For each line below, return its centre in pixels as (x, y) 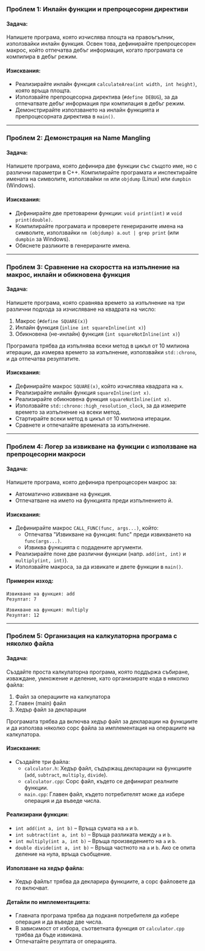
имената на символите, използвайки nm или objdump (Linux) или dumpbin (99, 179)
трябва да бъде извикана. (49, 935)
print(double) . (34, 219)
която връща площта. (43, 91)
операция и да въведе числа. (63, 800)
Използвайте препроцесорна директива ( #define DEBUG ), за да (96, 97)
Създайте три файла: (42, 761)
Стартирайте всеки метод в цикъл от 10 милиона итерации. (93, 418)
